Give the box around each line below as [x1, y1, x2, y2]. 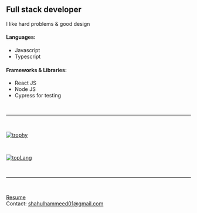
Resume [6, 194, 26, 201]
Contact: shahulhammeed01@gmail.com [6, 200, 104, 207]
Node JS [14, 86, 36, 93]
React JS [14, 79, 37, 87]
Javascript [14, 47, 40, 54]
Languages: [6, 33, 36, 40]
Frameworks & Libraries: [6, 66, 67, 73]
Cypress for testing [14, 92, 62, 99]
